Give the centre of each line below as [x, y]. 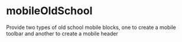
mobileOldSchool [49, 11]
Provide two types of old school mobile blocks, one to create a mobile [91, 27]
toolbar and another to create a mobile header [62, 33]
